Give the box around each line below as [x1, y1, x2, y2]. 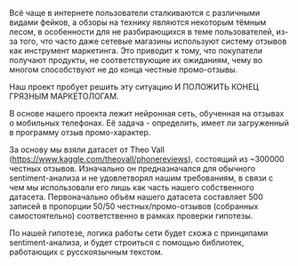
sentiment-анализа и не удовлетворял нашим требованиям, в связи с [9, 173, 274, 183]
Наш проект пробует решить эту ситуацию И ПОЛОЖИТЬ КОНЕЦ [9, 82, 260, 92]
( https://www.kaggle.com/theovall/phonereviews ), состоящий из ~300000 [9, 154, 285, 164]
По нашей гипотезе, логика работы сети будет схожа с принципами [9, 228, 269, 238]
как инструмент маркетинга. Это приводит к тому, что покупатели [9, 45, 263, 56]
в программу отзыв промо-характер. [9, 127, 151, 137]
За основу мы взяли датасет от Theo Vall [9, 144, 165, 155]
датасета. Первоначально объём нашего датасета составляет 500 [9, 191, 264, 202]
